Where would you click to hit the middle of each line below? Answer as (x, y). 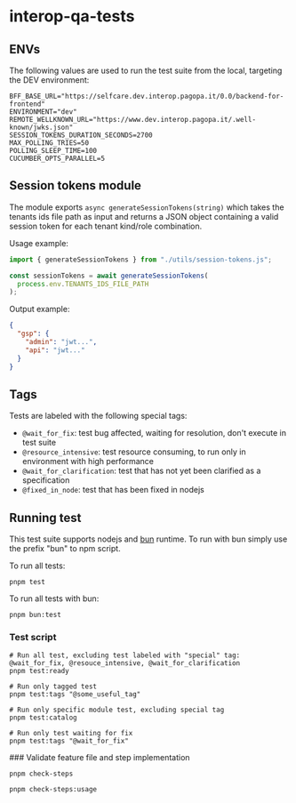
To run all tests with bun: (54, 598)
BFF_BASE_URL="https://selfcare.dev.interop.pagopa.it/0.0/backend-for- (147, 96)
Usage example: (39, 243)
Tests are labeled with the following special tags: (98, 416)
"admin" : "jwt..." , (61, 342)
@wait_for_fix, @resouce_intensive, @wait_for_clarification (125, 663)
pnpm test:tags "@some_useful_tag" (75, 695)
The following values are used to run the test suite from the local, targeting (146, 70)
